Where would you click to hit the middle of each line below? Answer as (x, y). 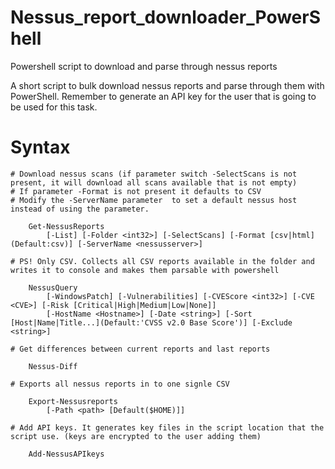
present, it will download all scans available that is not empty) (154, 182)
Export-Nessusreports (73, 401)
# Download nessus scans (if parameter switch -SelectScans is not (154, 174)
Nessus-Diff (53, 366)
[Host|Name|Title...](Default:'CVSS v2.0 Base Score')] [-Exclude (151, 322)
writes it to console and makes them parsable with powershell (145, 270)
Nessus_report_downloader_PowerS (166, 17)
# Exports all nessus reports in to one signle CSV (120, 384)
